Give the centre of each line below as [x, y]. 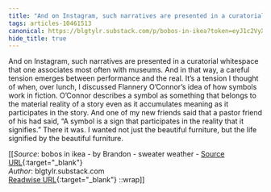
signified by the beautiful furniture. [66, 139]
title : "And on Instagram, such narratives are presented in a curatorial [137, 16]
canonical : [27, 31]
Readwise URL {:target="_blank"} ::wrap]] [77, 180]
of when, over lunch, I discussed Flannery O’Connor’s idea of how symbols [133, 87]
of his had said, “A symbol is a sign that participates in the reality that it [126, 121]
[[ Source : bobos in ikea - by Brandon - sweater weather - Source [117, 154]
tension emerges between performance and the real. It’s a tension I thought [133, 78]
